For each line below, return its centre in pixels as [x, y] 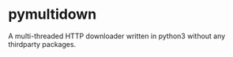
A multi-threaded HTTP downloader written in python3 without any [117, 36]
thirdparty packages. [42, 44]
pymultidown [53, 14]
